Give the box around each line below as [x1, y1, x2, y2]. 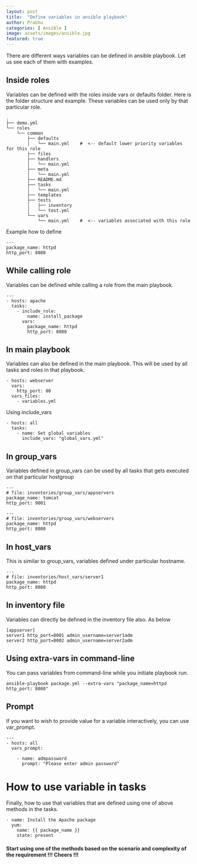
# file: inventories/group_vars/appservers [6, 490, 115, 496]
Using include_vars [6, 409, 52, 416]
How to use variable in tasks [6, 780, 146, 793]
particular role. [6, 104, 42, 111]
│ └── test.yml [27, 207, 69, 214]
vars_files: [11, 393, 41, 399]
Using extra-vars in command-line [6, 653, 135, 663]
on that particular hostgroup [6, 473, 74, 481]
